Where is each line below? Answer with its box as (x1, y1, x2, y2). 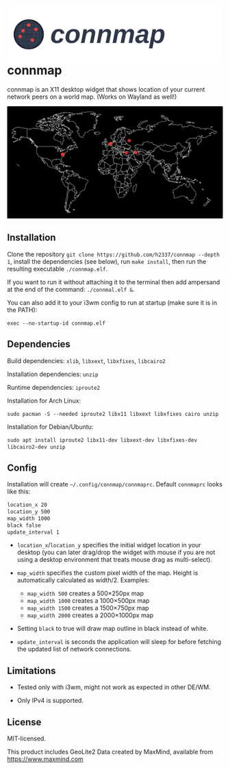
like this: (7, 488, 31, 496)
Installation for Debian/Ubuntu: (7, 423, 94, 431)
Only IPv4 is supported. (16, 697, 84, 705)
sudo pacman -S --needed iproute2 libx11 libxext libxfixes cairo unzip (7, 410, 219, 417)
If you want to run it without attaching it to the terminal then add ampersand (7, 277, 220, 286)
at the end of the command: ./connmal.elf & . (7, 285, 135, 293)
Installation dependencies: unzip (7, 370, 99, 378)
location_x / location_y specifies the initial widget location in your (16, 541, 201, 549)
